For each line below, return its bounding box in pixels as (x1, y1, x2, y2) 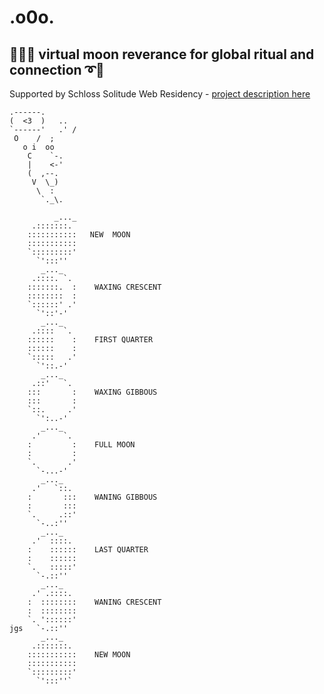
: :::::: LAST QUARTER (27, 545, 149, 555)
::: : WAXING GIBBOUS (27, 387, 158, 397)
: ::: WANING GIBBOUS (27, 492, 158, 502)
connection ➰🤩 (9, 61, 105, 78)
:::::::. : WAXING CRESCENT (27, 282, 162, 292)
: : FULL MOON (27, 440, 136, 450)
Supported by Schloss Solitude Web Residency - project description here (9, 88, 311, 100)
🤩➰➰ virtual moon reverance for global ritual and (9, 46, 315, 63)
